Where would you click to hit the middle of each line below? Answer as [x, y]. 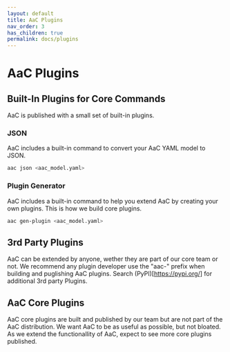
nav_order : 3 [26, 26]
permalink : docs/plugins [43, 39]
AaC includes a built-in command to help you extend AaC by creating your [113, 201]
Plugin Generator [36, 186]
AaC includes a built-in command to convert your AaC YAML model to [106, 148]
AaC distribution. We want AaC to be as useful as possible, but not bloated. [114, 327]
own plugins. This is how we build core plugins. [75, 208]
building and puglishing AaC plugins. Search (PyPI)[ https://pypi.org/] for [110, 274]
